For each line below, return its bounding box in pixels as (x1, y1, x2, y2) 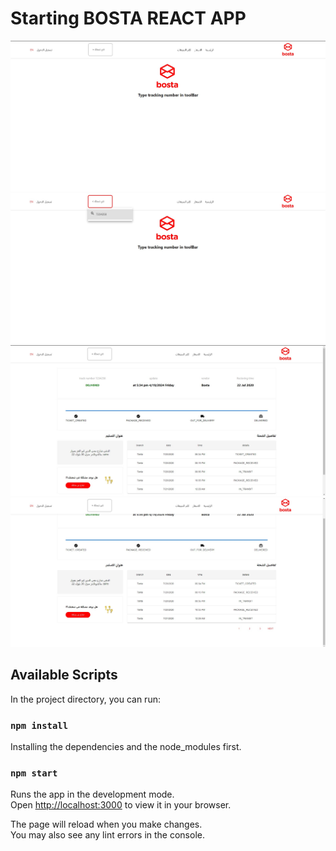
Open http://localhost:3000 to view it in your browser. (10, 799, 232, 811)
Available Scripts (10, 667, 118, 684)
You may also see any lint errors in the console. (10, 829, 205, 841)
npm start (10, 767, 58, 779)
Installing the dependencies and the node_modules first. (10, 741, 242, 753)
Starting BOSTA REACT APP (10, 7, 247, 30)
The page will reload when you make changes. (10, 818, 203, 831)
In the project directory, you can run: (10, 693, 161, 705)
